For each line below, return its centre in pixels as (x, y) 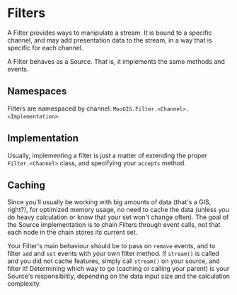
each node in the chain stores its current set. (73, 233)
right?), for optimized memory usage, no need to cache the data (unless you (118, 210)
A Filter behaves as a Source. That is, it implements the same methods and (116, 61)
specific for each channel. (45, 48)
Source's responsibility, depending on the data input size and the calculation (119, 276)
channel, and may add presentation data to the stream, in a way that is (110, 40)
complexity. (24, 284)
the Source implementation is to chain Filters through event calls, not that (114, 225)
